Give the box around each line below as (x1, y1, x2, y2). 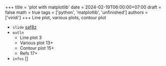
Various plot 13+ (19, 40, 53, 46)
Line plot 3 (19, 34, 42, 40)
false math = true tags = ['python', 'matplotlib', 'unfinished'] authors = (5, 9, 148, 15)
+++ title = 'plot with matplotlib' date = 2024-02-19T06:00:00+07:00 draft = (5, 4, 162, 10)
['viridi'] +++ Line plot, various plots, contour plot (5, 15, 106, 20)
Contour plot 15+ (19, 45, 54, 51)
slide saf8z (12, 24, 37, 30)
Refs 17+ (19, 50, 38, 56)
